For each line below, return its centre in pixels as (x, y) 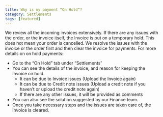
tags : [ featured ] (23, 19)
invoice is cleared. (30, 110)
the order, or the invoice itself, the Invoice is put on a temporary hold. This (80, 38)
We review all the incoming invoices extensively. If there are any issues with (82, 33)
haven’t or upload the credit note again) (59, 89)
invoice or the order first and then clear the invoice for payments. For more (81, 48)
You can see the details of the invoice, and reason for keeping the (79, 68)
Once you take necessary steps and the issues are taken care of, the (81, 105)
